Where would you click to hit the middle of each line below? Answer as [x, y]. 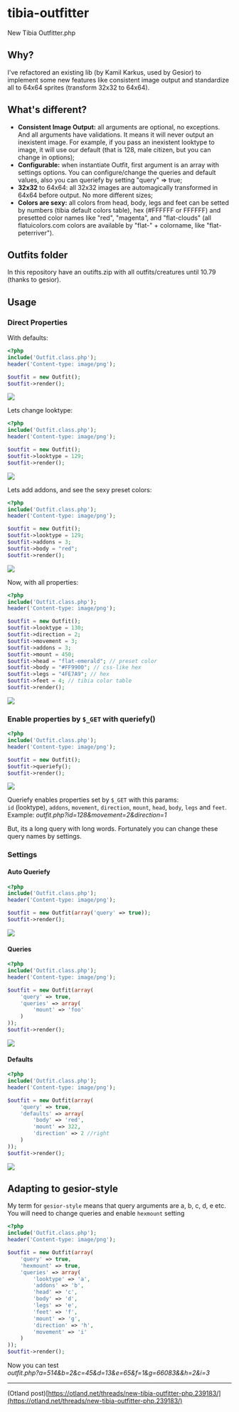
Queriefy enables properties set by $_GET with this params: [93, 800]
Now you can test [33, 1365]
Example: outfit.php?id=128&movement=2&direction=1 [87, 815]
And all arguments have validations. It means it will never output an [116, 134]
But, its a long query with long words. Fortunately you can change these [113, 829]
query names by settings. [44, 837]
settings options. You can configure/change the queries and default [117, 172]
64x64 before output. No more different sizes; [85, 195]
